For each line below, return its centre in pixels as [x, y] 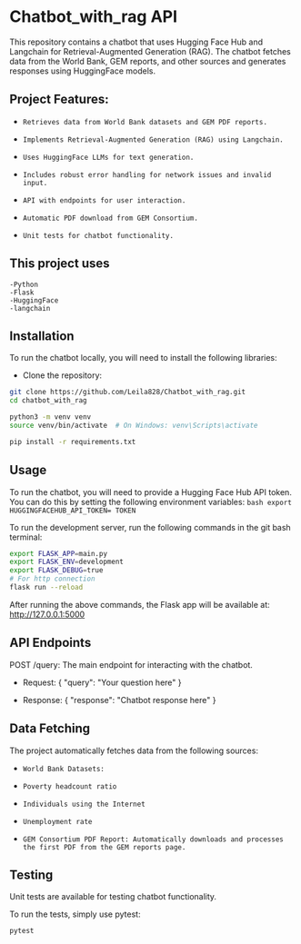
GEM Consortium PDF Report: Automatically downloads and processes [153, 839]
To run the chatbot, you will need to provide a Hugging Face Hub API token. [151, 492]
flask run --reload [46, 588]
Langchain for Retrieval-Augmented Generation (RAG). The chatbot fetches [150, 51]
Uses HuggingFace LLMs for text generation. [108, 157]
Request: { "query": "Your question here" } [102, 682]
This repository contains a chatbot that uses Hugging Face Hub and [136, 42]
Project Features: [59, 99]
